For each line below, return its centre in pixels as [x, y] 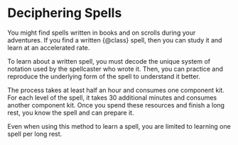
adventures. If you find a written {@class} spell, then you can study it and [115, 40]
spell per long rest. [35, 134]
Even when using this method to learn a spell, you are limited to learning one [119, 126]
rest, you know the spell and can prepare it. [71, 112]
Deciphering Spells [65, 13]
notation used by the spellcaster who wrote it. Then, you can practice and [115, 69]
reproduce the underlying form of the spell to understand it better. [104, 76]
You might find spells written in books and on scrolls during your [102, 33]
